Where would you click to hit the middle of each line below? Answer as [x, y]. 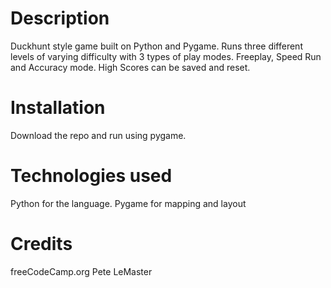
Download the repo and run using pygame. [98, 135]
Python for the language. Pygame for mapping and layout [128, 203]
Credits [41, 244]
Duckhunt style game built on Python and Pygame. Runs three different [156, 46]
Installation [58, 108]
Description [60, 18]
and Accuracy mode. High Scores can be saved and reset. [130, 67]
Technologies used [91, 176]
